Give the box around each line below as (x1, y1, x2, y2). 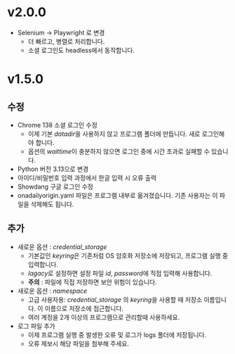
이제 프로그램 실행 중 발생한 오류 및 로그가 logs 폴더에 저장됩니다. (27, 330, 207, 339)
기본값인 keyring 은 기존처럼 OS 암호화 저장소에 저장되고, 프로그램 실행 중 (27, 251, 229, 260)
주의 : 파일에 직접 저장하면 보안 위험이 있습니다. (27, 277, 157, 286)
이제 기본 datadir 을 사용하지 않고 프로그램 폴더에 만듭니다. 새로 (27, 129, 201, 138)
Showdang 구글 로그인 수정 (17, 182, 93, 191)
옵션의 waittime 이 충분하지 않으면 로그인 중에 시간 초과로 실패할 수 (27, 147, 210, 156)
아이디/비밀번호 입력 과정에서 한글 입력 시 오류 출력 (17, 173, 156, 182)
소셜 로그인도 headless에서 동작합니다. (27, 46, 135, 54)
